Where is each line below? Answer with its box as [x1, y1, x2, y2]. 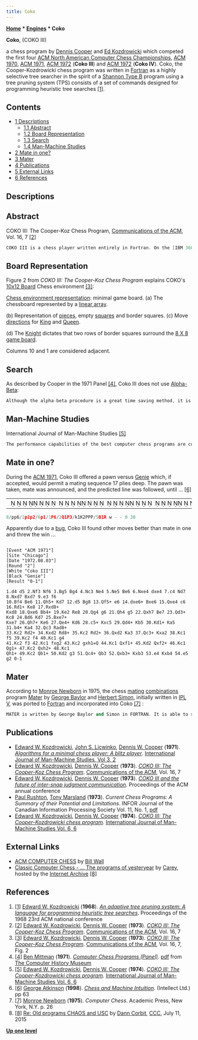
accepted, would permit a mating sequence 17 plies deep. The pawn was [6, 479, 183, 486]
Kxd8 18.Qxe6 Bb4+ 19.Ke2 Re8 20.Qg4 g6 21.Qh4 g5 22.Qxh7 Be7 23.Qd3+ [6, 610, 186, 616]
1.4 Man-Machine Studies [23, 143, 86, 150]
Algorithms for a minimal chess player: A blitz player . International [14, 749, 176, 756]
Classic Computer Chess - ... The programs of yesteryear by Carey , [14, 864, 179, 871]
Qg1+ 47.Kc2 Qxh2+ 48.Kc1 [6, 646, 70, 651]
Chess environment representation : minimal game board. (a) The [6, 294, 163, 301]
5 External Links [14, 168, 54, 175]
